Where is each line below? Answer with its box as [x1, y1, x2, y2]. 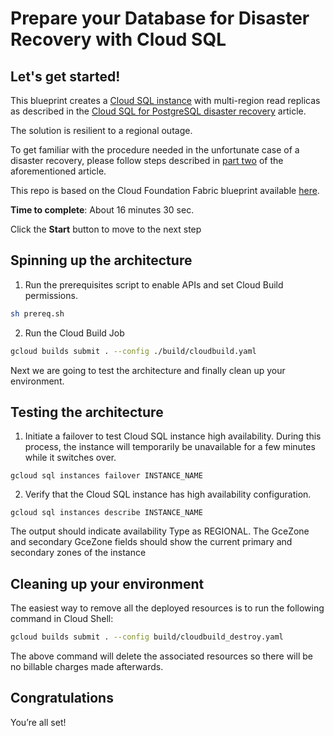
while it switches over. [24, 452, 117, 464]
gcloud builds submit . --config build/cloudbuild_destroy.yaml [10, 632, 284, 642]
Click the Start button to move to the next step [10, 223, 202, 235]
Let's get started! [10, 68, 121, 85]
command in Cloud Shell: [10, 613, 114, 625]
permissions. [24, 289, 78, 301]
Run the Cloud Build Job [24, 327, 125, 339]
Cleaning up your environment [10, 575, 205, 592]
